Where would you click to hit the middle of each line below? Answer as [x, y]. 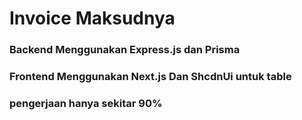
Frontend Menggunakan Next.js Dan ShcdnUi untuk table [150, 77]
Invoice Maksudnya [92, 18]
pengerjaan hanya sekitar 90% [86, 103]
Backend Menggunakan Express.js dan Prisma [125, 50]
